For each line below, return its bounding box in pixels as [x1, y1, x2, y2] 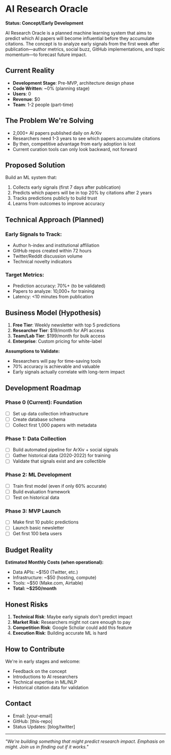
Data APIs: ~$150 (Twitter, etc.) [12, 569, 78, 575]
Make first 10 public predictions [12, 519, 79, 525]
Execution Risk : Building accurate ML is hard [12, 630, 107, 636]
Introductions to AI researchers [12, 673, 78, 679]
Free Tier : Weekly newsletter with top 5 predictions [12, 322, 121, 328]
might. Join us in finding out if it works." [5, 743, 89, 750]
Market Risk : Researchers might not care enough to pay [12, 619, 131, 625]
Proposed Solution [5, 161, 65, 169]
